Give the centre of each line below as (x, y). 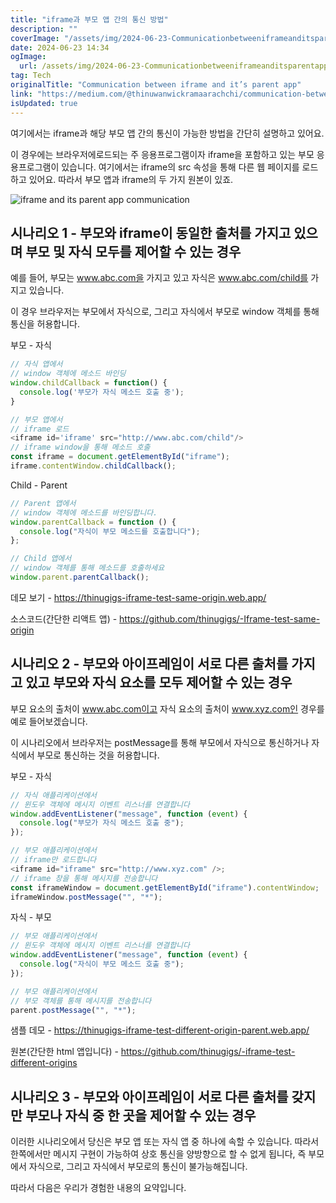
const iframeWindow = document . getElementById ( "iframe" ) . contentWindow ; (165, 887)
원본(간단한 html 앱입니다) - (64, 1052)
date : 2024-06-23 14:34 (60, 47)
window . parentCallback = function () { (93, 522)
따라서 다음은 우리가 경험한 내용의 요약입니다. (98, 1188)
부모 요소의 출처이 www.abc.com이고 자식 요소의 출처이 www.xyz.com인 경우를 (167, 708)
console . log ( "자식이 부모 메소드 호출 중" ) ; (102, 964)
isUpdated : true (44, 103)
